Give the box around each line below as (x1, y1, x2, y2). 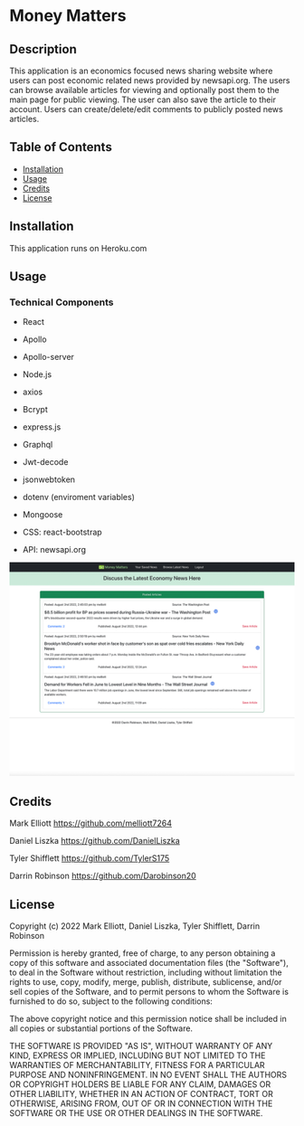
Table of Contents (9, 139, 113, 155)
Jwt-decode (22, 457, 69, 468)
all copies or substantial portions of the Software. (9, 1023, 193, 1034)
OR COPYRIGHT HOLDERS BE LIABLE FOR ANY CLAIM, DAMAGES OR (9, 1078, 271, 1090)
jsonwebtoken (22, 474, 75, 485)
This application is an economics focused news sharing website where (9, 65, 273, 76)
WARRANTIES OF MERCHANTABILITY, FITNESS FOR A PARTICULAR (9, 1059, 265, 1070)
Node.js (22, 369, 52, 380)
